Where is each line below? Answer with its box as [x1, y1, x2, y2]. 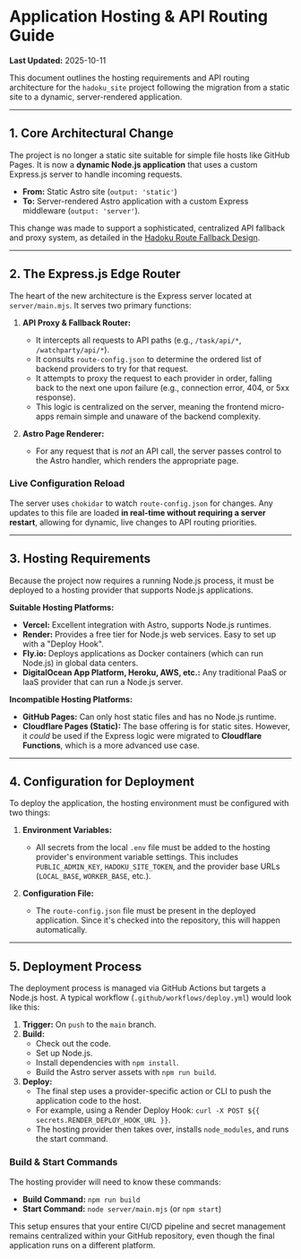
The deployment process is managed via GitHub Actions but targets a [9, 983, 267, 994]
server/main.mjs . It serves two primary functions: [9, 300, 192, 310]
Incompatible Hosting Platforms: [9, 693, 133, 705]
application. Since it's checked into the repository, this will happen [35, 915, 280, 925]
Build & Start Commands [9, 1156, 118, 1168]
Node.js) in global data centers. [21, 657, 139, 668]
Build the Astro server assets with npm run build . [35, 1067, 217, 1078]
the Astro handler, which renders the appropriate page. [35, 455, 239, 465]
